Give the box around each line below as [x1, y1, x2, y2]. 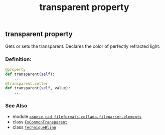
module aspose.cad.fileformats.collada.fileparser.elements [12, 113, 142, 119]
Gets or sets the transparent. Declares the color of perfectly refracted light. [5, 43, 160, 49]
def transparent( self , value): [5, 86, 71, 91]
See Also [5, 102, 28, 109]
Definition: [5, 56, 32, 63]
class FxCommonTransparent [12, 119, 68, 125]
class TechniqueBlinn [12, 124, 56, 130]
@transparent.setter [5, 81, 49, 86]
